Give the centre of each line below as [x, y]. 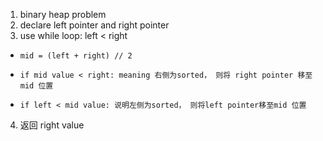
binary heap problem [63, 14]
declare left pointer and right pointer [94, 25]
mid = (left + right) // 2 [76, 56]
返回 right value [52, 125]
